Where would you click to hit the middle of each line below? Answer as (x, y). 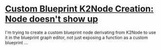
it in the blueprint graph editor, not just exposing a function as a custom (77, 37)
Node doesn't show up (52, 19)
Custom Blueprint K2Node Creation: (80, 9)
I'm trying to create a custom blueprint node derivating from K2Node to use (81, 32)
